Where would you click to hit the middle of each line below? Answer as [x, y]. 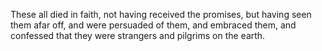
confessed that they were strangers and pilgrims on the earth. [138, 35]
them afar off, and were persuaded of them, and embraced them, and [153, 25]
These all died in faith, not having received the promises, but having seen [161, 14]
